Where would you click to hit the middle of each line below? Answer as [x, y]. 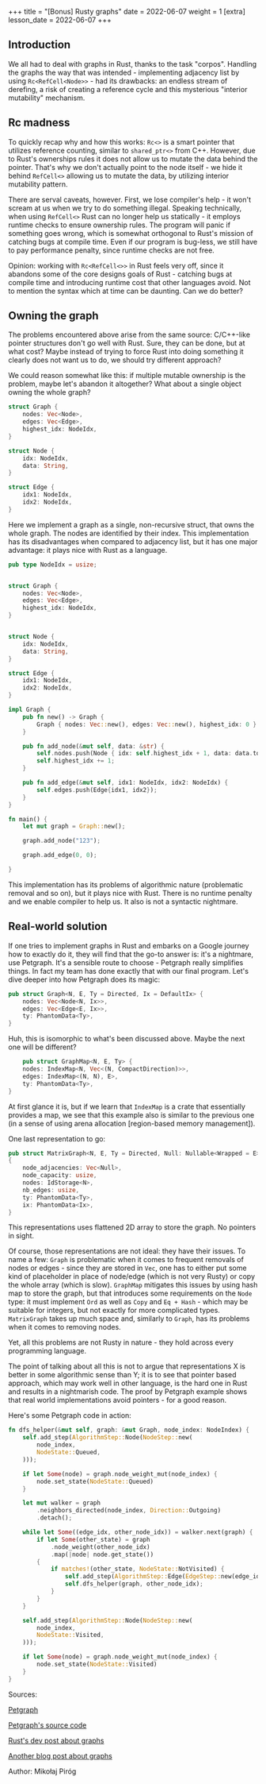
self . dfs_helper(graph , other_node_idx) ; [134, 1584]
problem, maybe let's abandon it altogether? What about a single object [125, 384]
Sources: [23, 1694]
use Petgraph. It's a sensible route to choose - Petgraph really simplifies [126, 962]
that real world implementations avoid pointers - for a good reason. [118, 1400]
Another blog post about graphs [60, 1755]
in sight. [21, 1236]
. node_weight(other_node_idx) [100, 1547]
